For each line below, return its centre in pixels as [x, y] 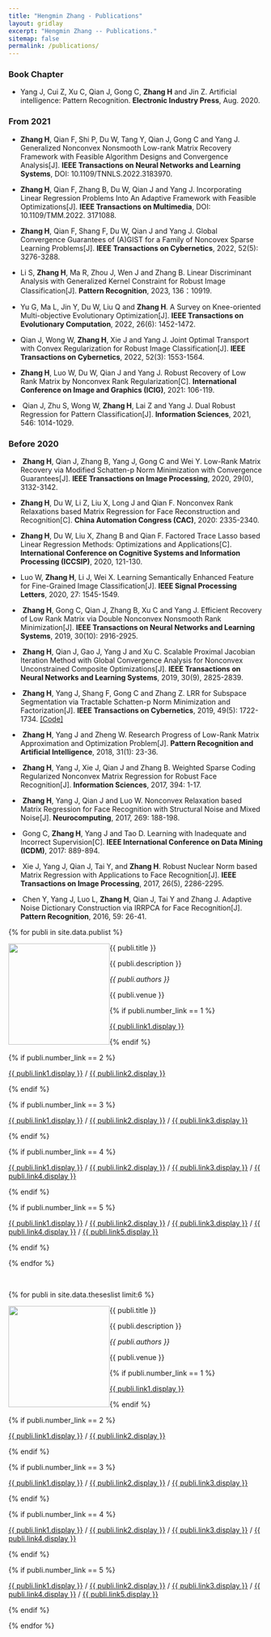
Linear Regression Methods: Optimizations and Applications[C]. [126, 544]
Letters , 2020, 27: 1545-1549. [70, 595]
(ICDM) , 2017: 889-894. [60, 850]
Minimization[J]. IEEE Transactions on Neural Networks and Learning [138, 628]
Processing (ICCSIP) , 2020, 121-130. [81, 562]
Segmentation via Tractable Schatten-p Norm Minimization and [125, 702]
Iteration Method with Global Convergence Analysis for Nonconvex [131, 660]
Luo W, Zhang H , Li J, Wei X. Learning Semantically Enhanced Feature [137, 578]
